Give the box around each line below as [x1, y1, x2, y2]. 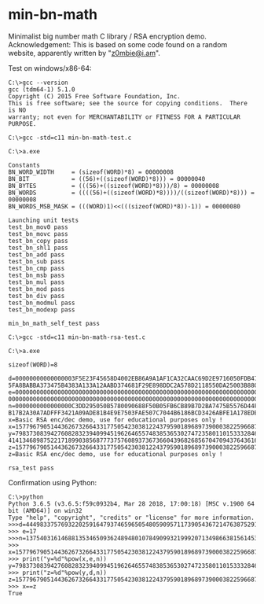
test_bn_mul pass [8, 278, 65, 286]
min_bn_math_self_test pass [8, 319, 101, 327]
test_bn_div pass [8, 292, 65, 300]
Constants [8, 161, 41, 169]
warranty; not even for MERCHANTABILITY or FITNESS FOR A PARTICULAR [8, 112, 241, 121]
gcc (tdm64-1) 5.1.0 [8, 85, 76, 94]
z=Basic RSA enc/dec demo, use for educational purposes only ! [8, 450, 223, 458]
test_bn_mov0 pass [8, 223, 68, 231]
